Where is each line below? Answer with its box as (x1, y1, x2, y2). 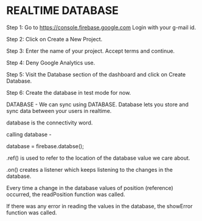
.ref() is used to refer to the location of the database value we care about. (6, 154, 190, 161)
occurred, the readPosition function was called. (6, 191, 125, 198)
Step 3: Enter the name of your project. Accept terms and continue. (6, 47, 175, 55)
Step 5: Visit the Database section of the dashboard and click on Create (6, 70, 186, 78)
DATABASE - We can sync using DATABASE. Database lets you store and (6, 101, 189, 108)
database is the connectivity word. (6, 119, 93, 126)
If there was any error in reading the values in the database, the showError (6, 202, 193, 209)
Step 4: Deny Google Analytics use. (6, 59, 96, 66)
